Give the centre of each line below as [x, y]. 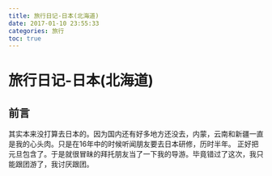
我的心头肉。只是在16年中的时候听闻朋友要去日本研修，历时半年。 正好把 [137, 144]
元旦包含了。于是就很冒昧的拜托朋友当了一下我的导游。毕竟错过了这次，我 [132, 154]
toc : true [25, 38]
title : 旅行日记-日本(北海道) [54, 16]
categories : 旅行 [36, 31]
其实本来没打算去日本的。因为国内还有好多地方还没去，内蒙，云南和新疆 [129, 134]
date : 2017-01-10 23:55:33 [54, 23]
